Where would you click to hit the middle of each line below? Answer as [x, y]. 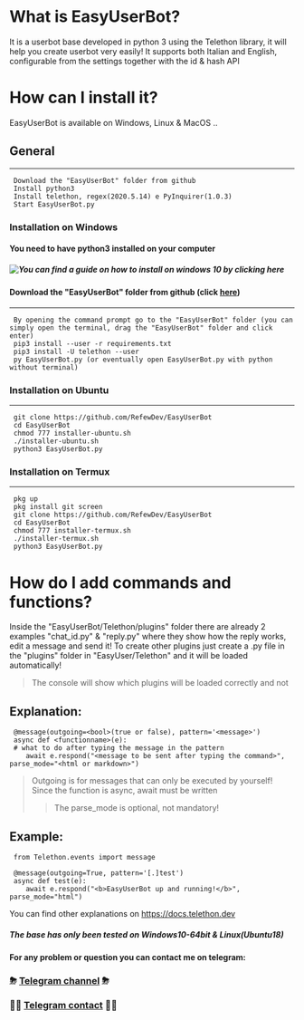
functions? [51, 602]
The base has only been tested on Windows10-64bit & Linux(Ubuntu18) [147, 934]
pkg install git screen [58, 507]
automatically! [35, 665]
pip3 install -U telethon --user [76, 351]
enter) [22, 336]
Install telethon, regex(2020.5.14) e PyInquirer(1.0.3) [123, 197]
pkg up [26, 499]
